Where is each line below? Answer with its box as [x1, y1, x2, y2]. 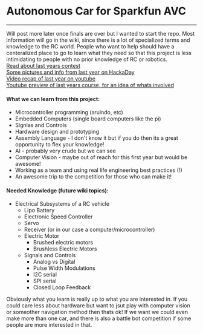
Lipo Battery [24, 207, 55, 214]
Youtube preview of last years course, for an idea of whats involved [6, 81, 174, 88]
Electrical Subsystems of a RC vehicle [14, 200, 110, 208]
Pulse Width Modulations [33, 264, 95, 272]
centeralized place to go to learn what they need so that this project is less [6, 49, 192, 56]
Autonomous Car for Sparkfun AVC [6, 4, 186, 18]
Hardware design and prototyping [14, 128, 100, 136]
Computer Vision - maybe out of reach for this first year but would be [14, 154, 188, 161]
